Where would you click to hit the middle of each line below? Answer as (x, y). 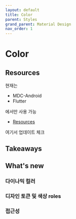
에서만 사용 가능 (21, 112)
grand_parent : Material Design (38, 24)
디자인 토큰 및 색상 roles (33, 196)
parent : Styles (21, 19)
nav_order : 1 (19, 29)
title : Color (19, 15)
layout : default (22, 10)
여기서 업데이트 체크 (25, 132)
